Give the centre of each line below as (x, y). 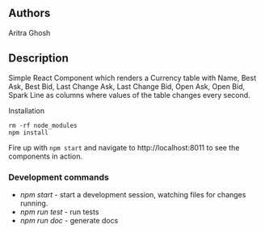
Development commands (59, 177)
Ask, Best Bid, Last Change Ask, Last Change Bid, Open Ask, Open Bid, (126, 86)
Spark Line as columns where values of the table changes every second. (129, 95)
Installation (27, 110)
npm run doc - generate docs (69, 220)
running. (34, 203)
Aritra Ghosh (29, 32)
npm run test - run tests (59, 212)
